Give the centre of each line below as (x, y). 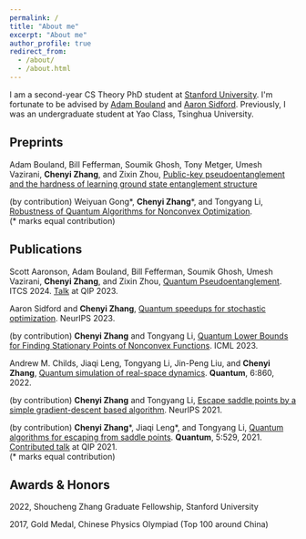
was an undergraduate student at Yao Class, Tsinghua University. (132, 114)
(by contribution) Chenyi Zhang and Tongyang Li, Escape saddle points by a (153, 400)
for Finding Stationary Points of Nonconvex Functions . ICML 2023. (134, 345)
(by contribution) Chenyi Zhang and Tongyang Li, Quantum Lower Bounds (149, 336)
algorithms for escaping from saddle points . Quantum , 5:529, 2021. (136, 437)
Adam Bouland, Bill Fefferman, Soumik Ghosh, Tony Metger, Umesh (136, 164)
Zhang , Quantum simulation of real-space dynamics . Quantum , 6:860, (142, 372)
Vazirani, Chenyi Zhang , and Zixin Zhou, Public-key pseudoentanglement (147, 174)
